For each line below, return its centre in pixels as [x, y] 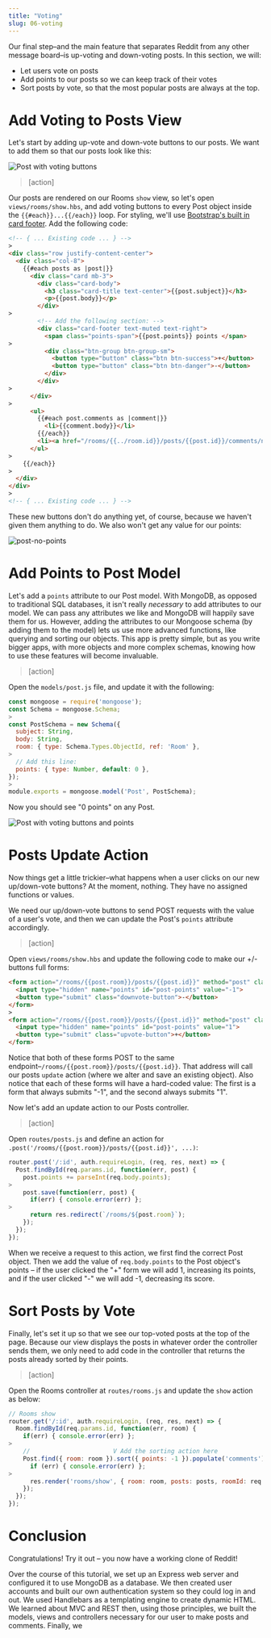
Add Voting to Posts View [95, 120]
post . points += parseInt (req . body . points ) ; [97, 1177]
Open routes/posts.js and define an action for [86, 1139]
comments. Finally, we [46, 1625]
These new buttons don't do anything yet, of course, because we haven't [130, 516]
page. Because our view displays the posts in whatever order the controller [133, 1342]
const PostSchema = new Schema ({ [65, 724]
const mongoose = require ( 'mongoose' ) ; [75, 702]
